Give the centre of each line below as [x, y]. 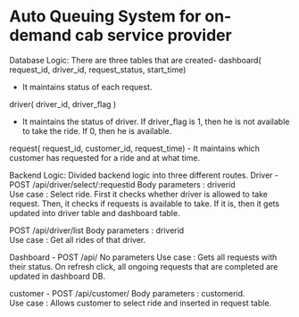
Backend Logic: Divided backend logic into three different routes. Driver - [144, 175]
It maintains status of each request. [87, 87]
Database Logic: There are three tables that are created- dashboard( [135, 60]
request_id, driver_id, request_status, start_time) [98, 70]
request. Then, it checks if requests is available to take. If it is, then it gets [144, 204]
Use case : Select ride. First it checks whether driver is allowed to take [138, 194]
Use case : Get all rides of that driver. [78, 239]
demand [41, 35]
